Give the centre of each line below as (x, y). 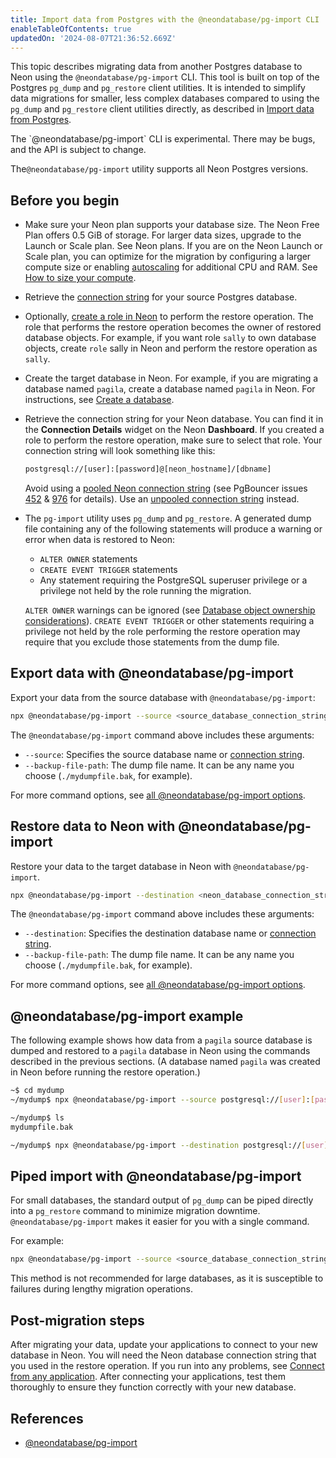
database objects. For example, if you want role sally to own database (170, 338)
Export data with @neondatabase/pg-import (152, 673)
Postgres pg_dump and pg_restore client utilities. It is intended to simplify (158, 88)
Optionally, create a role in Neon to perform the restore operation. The (169, 317)
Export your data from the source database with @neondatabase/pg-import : (163, 697)
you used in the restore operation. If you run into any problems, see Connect (167, 1366)
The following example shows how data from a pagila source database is (161, 1040)
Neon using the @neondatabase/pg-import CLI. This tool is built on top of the (165, 77)
